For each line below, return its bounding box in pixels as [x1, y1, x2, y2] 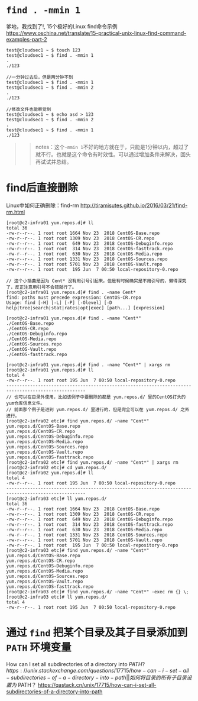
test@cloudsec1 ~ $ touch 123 [6, 47, 81, 53]
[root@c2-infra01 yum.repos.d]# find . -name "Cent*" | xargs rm [6, 361, 170, 368]
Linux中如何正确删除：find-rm [6, 202, 80, 209]
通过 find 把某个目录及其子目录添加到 [6, 626, 188, 639]
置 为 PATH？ [6, 681, 37, 688]
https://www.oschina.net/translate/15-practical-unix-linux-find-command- [6, 29, 187, 37]
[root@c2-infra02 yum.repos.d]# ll [6, 470, 94, 476]
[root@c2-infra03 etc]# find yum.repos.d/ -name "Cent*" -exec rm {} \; [6, 589, 189, 595]
